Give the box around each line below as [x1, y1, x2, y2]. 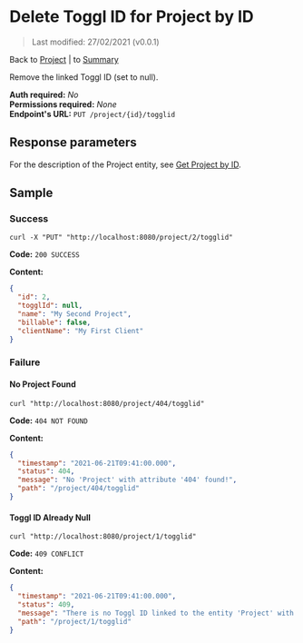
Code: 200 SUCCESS [9, 249, 80, 260]
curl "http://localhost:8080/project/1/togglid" [9, 532, 197, 541]
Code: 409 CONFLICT [9, 548, 84, 559]
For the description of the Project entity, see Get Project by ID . [9, 159, 242, 170]
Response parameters [9, 134, 138, 151]
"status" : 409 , [17, 599, 75, 609]
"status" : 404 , [17, 467, 75, 476]
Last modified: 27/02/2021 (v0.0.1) [31, 36, 161, 47]
